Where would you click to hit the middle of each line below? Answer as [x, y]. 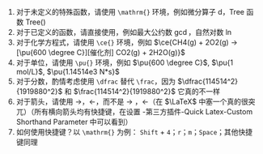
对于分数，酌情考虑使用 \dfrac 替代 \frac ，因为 [96, 81]
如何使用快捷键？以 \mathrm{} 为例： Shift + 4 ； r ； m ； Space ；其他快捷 [134, 132]
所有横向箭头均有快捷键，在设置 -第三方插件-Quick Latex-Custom [143, 111]
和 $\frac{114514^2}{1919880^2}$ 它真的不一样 [142, 91]
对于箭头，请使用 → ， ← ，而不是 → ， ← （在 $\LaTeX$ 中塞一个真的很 [132, 101]
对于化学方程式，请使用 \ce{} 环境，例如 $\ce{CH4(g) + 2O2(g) [122, 42]
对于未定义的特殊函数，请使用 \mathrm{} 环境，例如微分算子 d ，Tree [130, 12]
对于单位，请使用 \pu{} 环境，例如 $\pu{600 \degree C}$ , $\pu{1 [124, 62]
